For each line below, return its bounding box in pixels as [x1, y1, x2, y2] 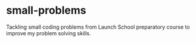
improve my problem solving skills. [6, 29, 91, 36]
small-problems [6, 4, 86, 17]
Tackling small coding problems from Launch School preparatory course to [6, 23, 190, 30]
